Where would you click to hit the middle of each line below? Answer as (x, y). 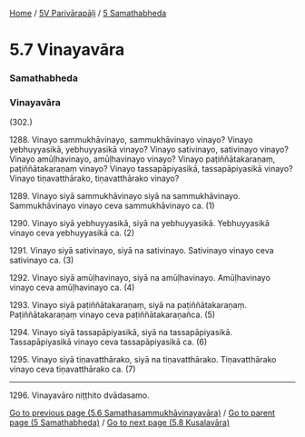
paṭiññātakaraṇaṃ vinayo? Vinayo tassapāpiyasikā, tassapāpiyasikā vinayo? (151, 169)
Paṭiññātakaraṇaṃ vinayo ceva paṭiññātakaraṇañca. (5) (113, 315)
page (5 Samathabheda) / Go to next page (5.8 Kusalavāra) (119, 422)
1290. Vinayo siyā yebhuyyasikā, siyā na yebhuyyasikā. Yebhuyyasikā (140, 223)
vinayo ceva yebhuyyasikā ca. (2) (72, 233)
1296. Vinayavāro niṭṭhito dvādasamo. (79, 395)
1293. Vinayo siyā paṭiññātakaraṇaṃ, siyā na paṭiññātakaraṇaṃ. (128, 305)
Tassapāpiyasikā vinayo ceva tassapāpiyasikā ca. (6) (108, 342)
